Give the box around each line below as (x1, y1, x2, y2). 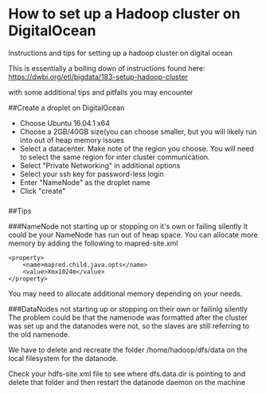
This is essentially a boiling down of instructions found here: (8, 63, 205, 73)
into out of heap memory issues (19, 135, 125, 144)
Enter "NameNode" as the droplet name (19, 177, 151, 187)
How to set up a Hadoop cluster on (8, 5, 241, 23)
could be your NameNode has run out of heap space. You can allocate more (8, 230, 258, 239)
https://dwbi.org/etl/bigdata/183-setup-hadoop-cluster (8, 72, 189, 81)
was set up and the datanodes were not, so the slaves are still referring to (8, 320, 249, 331)
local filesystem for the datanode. (8, 353, 119, 363)
